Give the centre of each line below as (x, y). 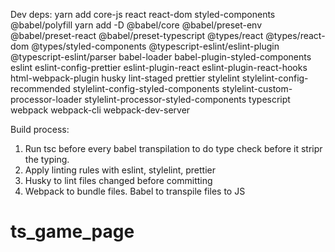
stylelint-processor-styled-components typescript (187, 99)
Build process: (40, 129)
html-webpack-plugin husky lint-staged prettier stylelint (125, 78)
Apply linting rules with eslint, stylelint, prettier (120, 170)
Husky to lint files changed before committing (118, 180)
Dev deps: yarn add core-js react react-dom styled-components (143, 14)
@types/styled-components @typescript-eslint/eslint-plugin (155, 46)
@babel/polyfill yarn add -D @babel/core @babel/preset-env (136, 25)
